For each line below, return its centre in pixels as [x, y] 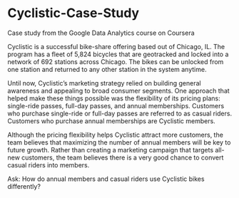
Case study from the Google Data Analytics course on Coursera [101, 33]
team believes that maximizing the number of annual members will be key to [119, 142]
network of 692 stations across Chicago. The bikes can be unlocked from [116, 61]
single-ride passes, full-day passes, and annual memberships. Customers [116, 105]
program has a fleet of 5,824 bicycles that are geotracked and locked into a [118, 54]
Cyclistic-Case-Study [73, 13]
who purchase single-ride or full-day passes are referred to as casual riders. [120, 113]
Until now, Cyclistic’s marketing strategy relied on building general [104, 83]
